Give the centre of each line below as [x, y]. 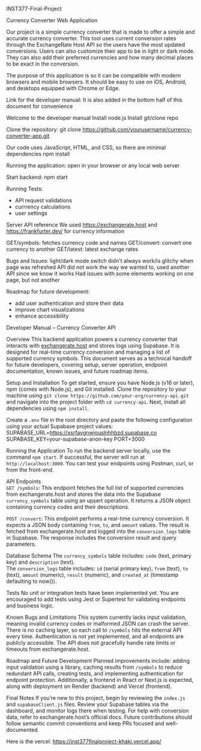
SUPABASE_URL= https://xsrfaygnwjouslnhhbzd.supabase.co [82, 433]
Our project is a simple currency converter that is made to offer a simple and [100, 32]
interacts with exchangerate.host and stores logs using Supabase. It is [93, 345]
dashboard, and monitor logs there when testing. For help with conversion [97, 710]
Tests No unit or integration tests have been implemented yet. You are [92, 593]
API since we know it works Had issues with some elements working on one [100, 273]
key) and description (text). [40, 562]
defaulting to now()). [31, 581]
